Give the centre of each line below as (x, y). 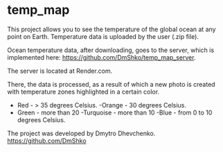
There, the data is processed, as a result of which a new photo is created (111, 84)
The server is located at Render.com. (60, 71)
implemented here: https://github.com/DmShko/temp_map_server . (101, 57)
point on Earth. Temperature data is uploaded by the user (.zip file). (103, 36)
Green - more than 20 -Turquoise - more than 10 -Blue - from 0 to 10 (115, 112)
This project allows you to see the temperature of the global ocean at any (111, 29)
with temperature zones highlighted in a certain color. (83, 92)
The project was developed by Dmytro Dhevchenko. (81, 133)
